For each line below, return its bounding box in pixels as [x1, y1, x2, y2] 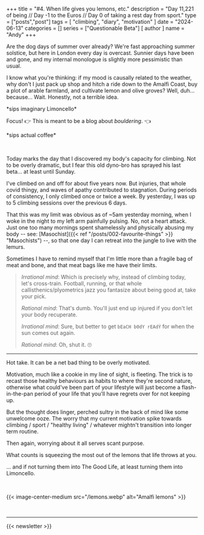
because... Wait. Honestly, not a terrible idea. [6, 94, 119, 100]
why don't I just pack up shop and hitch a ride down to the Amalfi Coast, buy [6, 80, 198, 88]
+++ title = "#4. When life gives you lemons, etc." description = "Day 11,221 [6, 5, 194, 12]
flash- [182, 383, 197, 391]
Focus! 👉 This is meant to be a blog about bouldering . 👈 [6, 117, 151, 124]
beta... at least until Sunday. [6, 168, 76, 175]
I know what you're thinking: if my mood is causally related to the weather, [6, 74, 192, 81]
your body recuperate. [21, 311, 78, 318]
